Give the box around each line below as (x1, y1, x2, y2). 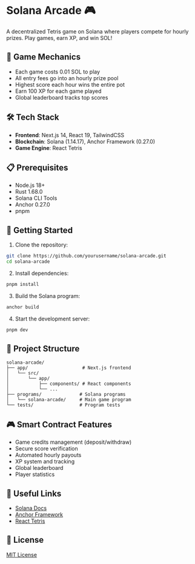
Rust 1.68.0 (15, 188, 43, 195)
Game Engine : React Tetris (15, 144, 83, 151)
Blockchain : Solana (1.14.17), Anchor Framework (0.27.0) (15, 138, 156, 145)
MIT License (6, 551, 38, 558)
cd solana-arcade (6, 259, 50, 265)
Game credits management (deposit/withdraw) (15, 438, 132, 446)
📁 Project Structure (6, 343, 80, 354)
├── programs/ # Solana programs (6, 392, 126, 398)
